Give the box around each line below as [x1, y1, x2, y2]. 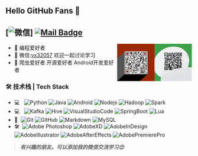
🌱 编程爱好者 [14, 44, 46, 51]
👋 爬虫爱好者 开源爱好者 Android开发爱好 [14, 59, 114, 66]
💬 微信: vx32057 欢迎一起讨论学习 [14, 51, 96, 59]
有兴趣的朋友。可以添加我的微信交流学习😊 [20, 143, 125, 151]
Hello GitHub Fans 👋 [5, 6, 80, 16]
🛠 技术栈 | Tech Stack [5, 83, 69, 91]
